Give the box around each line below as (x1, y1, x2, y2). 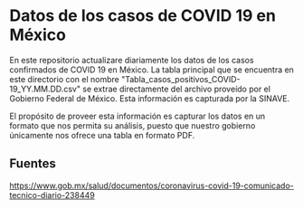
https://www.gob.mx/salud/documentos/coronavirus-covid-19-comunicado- (9, 180, 294, 191)
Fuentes (9, 156, 57, 172)
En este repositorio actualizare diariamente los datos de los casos (9, 54, 255, 65)
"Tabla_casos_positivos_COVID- (120, 73, 241, 84)
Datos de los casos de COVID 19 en (9, 5, 276, 26)
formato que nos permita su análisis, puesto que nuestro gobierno (9, 119, 256, 131)
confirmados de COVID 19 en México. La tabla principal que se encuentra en (9, 64, 294, 75)
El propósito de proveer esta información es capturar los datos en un (9, 110, 266, 121)
